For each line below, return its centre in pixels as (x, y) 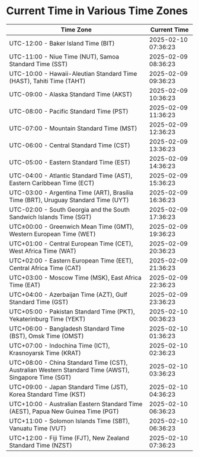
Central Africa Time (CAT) (45, 268)
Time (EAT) (25, 285)
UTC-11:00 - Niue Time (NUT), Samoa (64, 56)
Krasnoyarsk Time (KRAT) (45, 353)
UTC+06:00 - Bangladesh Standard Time (67, 328)
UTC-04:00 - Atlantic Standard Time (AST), (71, 176)
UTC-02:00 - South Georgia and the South (70, 209)
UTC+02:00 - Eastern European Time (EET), (71, 260)
